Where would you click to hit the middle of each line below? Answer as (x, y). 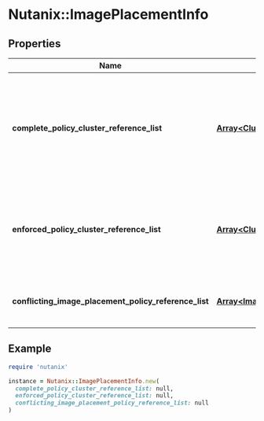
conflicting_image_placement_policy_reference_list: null (112, 403)
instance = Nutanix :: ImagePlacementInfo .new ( (84, 381)
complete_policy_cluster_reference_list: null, (95, 388)
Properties (35, 44)
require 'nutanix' (38, 367)
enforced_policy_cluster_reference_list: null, (95, 396)
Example (30, 349)
